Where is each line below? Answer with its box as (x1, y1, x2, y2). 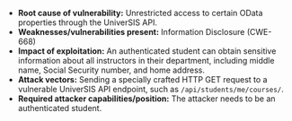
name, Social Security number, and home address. (17, 65, 205, 75)
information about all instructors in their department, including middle (17, 56, 275, 65)
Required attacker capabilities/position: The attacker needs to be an (17, 93, 276, 104)
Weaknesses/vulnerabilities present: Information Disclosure (17, 27, 245, 37)
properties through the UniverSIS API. (17, 17, 157, 28)
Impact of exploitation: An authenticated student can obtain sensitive (17, 46, 277, 56)
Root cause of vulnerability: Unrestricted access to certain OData (17, 8, 263, 18)
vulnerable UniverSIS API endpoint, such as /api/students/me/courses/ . (17, 84, 285, 94)
